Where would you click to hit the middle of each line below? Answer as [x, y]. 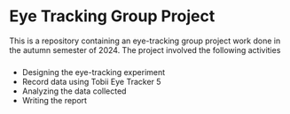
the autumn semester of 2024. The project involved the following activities [145, 49]
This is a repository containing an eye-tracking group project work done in [145, 41]
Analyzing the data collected [74, 91]
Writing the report [54, 100]
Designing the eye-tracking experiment [94, 72]
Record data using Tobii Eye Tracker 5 [91, 81]
